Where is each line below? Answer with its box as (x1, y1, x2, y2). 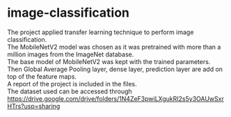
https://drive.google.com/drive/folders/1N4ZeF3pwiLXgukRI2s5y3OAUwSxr (7, 94, 224, 102)
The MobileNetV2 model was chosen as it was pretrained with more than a (7, 42, 221, 51)
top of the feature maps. (7, 72, 77, 81)
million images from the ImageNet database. (7, 50, 134, 58)
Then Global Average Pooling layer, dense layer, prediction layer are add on (7, 65, 223, 73)
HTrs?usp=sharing (7, 102, 61, 110)
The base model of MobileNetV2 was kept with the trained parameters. (7, 57, 211, 65)
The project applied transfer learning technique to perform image (7, 28, 194, 36)
